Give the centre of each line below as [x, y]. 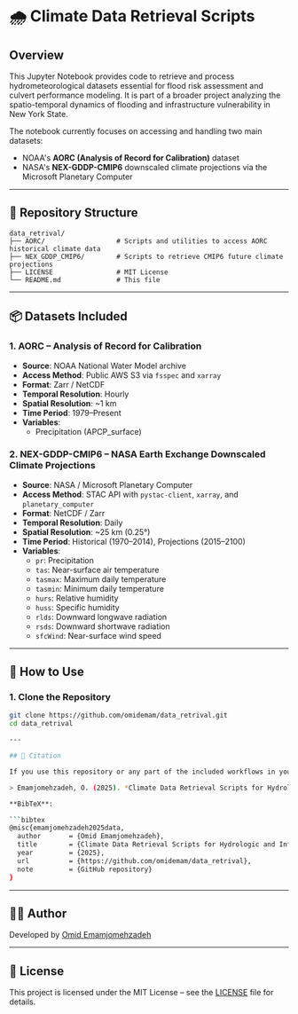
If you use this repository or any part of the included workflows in [142, 772]
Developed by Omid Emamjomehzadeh [80, 935]
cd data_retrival [41, 724]
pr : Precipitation [65, 560]
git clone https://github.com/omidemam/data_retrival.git [118, 715]
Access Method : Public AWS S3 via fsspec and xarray [122, 375]
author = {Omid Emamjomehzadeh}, [91, 837]
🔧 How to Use [47, 672]
